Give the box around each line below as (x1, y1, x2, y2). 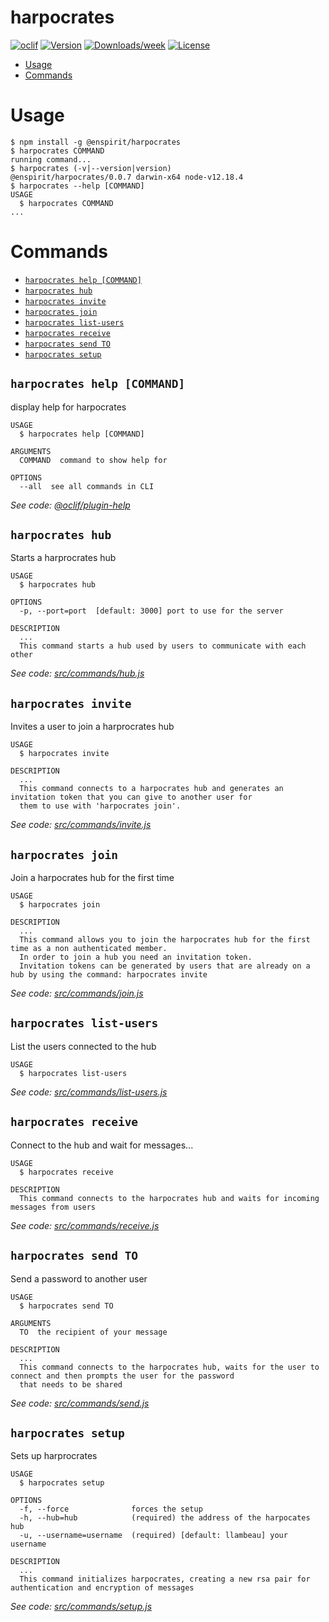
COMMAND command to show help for (19, 455, 168, 465)
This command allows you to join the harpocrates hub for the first (19, 935, 311, 945)
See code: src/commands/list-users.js (10, 1086, 168, 1098)
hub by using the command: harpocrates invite (10, 970, 208, 980)
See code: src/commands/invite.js (10, 819, 152, 831)
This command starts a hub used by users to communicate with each (19, 641, 307, 651)
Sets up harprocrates (10, 1450, 98, 1462)
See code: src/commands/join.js (10, 987, 144, 1000)
